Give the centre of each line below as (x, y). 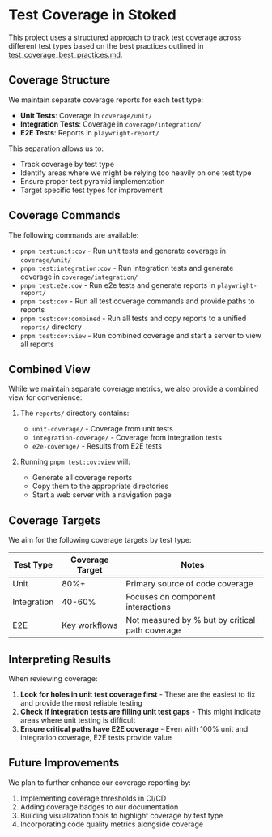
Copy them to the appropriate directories (100, 486)
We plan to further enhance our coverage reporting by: (100, 782)
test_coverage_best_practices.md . (66, 54)
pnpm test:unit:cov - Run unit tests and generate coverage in (123, 251)
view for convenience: (45, 397)
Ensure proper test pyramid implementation (92, 181)
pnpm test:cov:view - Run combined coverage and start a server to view (140, 335)
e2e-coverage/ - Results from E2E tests (97, 446)
